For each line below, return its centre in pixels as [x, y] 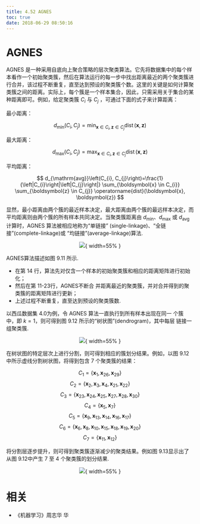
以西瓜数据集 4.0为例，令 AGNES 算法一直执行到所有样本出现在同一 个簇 [95, 314]
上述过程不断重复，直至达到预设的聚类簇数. [68, 301]
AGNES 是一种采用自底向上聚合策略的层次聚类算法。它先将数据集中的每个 [97, 70]
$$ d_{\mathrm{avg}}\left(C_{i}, [75, 178]
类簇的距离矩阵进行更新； [46, 293]
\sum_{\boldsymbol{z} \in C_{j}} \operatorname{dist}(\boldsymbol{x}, [100, 191]
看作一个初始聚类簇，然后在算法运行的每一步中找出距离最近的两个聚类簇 [100, 77]
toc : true [18, 17]
